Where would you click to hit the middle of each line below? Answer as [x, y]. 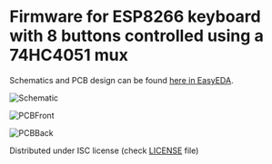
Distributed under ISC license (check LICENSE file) [104, 150]
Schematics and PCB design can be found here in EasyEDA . [121, 80]
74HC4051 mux [69, 55]
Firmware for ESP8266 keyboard [135, 17]
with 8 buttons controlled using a [136, 36]
